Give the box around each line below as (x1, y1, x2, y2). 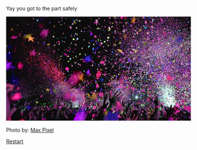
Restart (6, 138, 23, 145)
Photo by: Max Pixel (6, 126, 54, 134)
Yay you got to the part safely (6, 5, 77, 12)
